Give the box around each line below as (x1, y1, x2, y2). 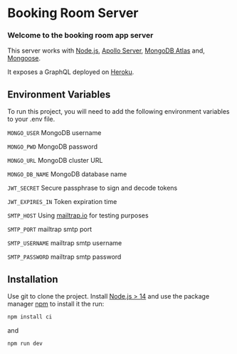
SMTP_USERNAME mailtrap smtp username (7, 239, 122, 247)
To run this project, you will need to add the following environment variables (7, 107, 230, 116)
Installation (7, 273, 58, 285)
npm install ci (7, 313, 53, 321)
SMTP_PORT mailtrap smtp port (7, 225, 93, 234)
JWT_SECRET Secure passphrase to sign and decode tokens (7, 183, 178, 193)
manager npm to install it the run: (7, 300, 105, 309)
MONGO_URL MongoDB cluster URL (7, 156, 103, 165)
